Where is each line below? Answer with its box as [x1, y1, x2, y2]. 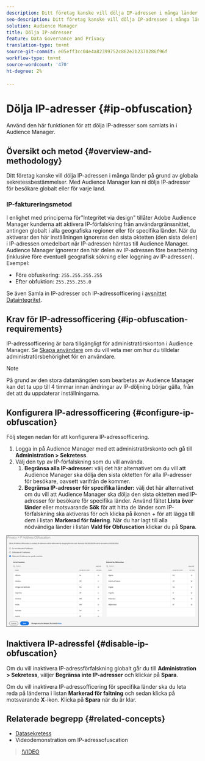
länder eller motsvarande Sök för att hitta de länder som [24, 504, 166, 511]
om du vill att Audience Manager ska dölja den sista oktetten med [24, 490, 189, 498]
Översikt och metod [6, 146, 84, 156]
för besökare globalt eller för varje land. [6, 185, 106, 192]
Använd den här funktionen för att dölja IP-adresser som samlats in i [6, 122, 178, 129]
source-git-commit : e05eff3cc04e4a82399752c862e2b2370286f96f [6, 49, 168, 55]
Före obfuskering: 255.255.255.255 [15, 271, 103, 279]
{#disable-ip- [96, 639, 149, 649]
